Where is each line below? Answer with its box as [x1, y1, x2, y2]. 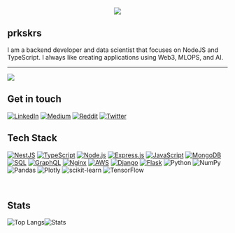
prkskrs [7, 27, 42, 39]
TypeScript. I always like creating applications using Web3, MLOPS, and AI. [7, 53, 224, 61]
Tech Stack [7, 132, 57, 144]
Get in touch [7, 93, 62, 105]
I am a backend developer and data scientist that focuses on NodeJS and [7, 46, 219, 54]
